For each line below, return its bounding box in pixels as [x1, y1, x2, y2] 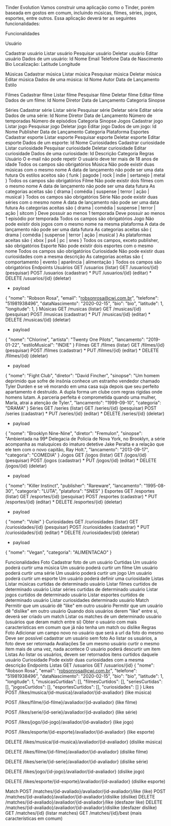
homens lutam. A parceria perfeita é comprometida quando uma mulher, [5, 394, 157, 400]
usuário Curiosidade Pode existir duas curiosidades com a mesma [5, 657, 144, 663]
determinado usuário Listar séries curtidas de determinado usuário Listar [5, 587, 158, 592]
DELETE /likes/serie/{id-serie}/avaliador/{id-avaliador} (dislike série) [5, 759, 149, 765]
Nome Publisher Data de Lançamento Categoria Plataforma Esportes [5, 129, 149, 135]
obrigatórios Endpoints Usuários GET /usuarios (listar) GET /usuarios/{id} [5, 264, 159, 270]
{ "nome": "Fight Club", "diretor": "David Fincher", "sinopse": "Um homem [5, 373, 160, 378]
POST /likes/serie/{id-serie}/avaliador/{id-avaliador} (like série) [5, 709, 137, 715]
